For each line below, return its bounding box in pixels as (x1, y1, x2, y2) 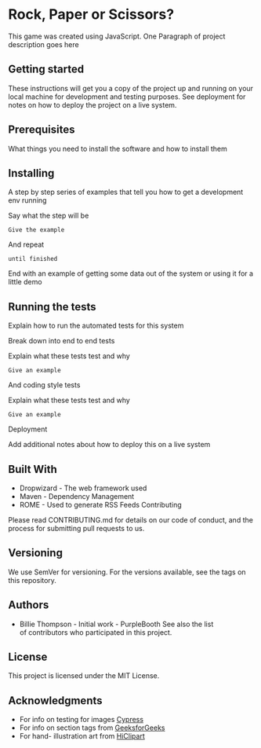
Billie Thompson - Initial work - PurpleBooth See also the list (19, 619, 214, 629)
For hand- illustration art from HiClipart (19, 731, 145, 741)
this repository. (8, 575, 57, 585)
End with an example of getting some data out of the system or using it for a (8, 269, 253, 278)
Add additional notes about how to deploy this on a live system (8, 440, 211, 449)
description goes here (8, 39, 80, 49)
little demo (8, 277, 42, 287)
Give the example (8, 226, 65, 234)
